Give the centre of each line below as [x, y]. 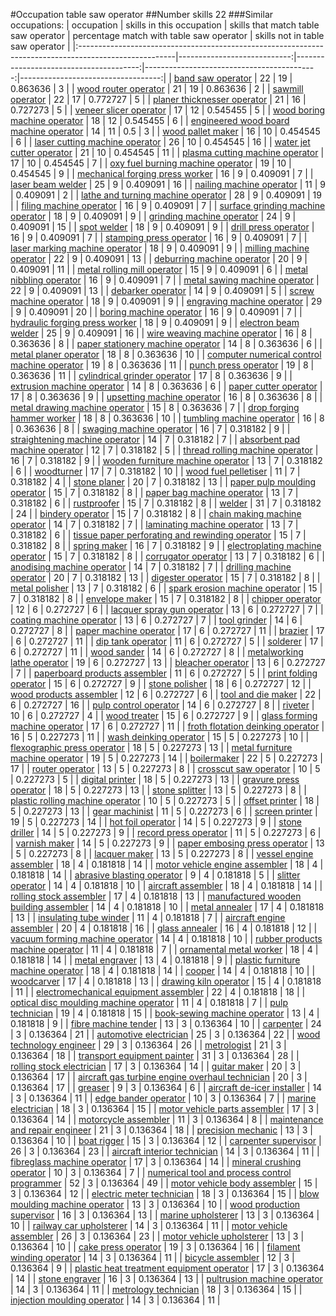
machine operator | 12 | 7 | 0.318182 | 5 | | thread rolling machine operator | [164, 450]
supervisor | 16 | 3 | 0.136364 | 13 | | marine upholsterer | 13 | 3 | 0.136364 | [165, 1215]
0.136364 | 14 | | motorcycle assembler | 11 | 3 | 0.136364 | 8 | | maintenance [167, 1119]
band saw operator [213, 78]
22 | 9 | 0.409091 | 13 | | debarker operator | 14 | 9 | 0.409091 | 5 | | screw [162, 290]
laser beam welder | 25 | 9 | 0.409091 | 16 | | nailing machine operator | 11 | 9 [168, 184]
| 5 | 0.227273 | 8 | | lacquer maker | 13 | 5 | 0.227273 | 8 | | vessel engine [162, 853]
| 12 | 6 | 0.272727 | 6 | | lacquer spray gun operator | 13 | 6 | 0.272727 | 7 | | [167, 609]
